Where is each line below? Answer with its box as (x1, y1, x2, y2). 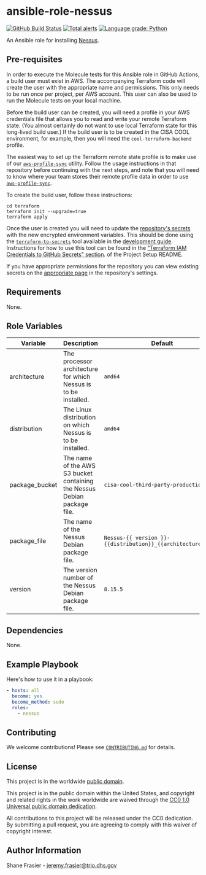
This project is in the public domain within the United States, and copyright (6, 790, 195, 796)
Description (63, 339, 98, 348)
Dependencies (6, 625, 63, 636)
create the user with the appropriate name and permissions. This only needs (6, 84, 199, 91)
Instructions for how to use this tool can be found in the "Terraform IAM (6, 244, 187, 251)
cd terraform (6, 203, 40, 209)
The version (63, 566, 98, 575)
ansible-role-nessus (6, 4, 112, 18)
